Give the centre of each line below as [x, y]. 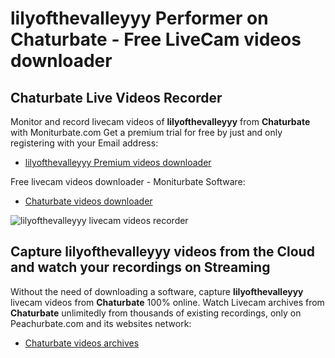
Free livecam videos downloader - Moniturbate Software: [128, 181]
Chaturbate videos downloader [88, 201]
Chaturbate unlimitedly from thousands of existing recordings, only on [156, 313]
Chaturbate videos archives [82, 343]
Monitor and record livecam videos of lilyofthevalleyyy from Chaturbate [160, 121]
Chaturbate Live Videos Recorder [116, 97]
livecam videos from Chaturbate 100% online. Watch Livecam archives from [167, 302]
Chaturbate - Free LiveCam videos [156, 39]
